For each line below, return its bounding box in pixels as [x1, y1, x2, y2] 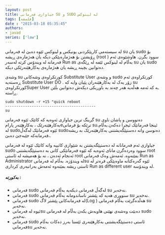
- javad [5, 30, 21, 35]
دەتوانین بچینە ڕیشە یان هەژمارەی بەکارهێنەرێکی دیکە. [5, 64, 105, 70]
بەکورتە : [5, 175, 21, 180]
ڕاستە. [5, 90, 18, 96]
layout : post [5, 7, 32, 12]
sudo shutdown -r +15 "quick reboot [5, 99, 81, 104]
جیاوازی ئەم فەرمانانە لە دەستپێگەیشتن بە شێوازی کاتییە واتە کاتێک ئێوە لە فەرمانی [5, 142, 155, 148]
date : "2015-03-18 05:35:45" [5, 21, 68, 26]
